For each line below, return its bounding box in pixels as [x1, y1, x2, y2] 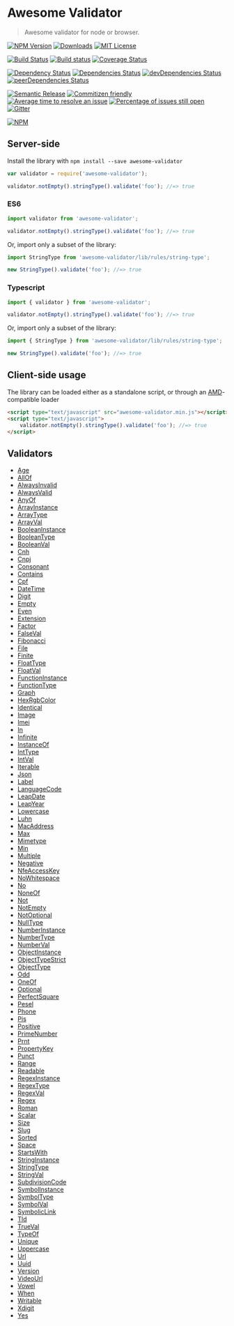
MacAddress [17, 822, 54, 830]
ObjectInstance [17, 948, 61, 957]
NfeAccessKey [17, 867, 61, 875]
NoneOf [17, 888, 40, 897]
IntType [17, 748, 40, 757]
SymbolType [17, 1193, 54, 1201]
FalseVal [17, 630, 42, 638]
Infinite [17, 733, 38, 741]
